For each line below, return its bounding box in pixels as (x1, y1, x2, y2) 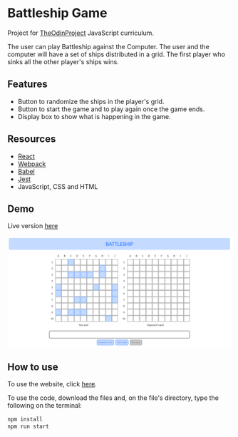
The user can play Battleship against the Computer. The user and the (7, 42, 210, 51)
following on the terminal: (7, 401, 82, 410)
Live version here (7, 222, 58, 230)
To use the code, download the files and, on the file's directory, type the (7, 394, 219, 402)
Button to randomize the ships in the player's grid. (17, 97, 165, 106)
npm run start (7, 423, 50, 431)
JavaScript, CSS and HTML (17, 182, 98, 190)
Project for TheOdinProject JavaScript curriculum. (7, 29, 155, 37)
